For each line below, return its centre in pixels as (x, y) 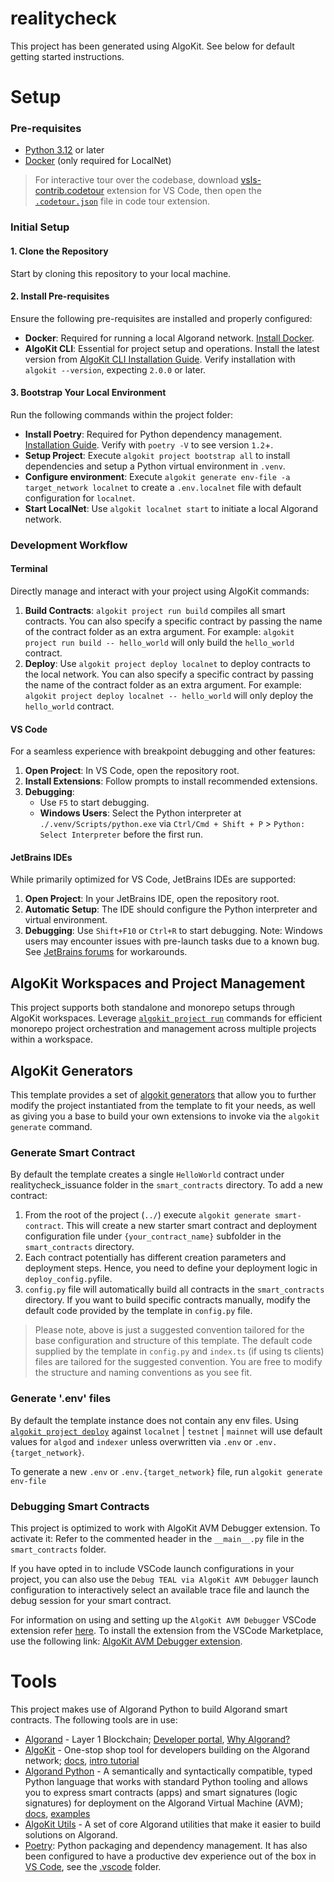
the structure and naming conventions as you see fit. (143, 1373)
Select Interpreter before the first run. (121, 834)
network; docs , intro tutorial (82, 1760)
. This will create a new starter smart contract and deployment (189, 1226)
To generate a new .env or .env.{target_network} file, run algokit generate (166, 1471)
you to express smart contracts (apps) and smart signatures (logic (161, 1792)
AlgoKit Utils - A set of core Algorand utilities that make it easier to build (173, 1824)
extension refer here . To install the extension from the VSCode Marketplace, (167, 1630)
